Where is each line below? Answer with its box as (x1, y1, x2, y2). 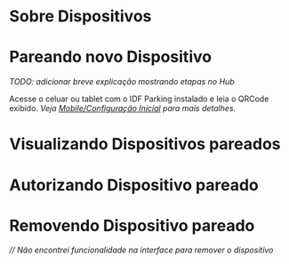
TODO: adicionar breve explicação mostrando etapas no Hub (9, 76, 235, 87)
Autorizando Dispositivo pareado (9, 175, 260, 195)
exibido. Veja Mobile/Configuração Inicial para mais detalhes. (9, 103, 237, 114)
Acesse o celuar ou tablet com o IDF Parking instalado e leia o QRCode (9, 93, 269, 104)
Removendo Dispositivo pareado (9, 215, 255, 236)
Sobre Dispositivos (9, 6, 152, 27)
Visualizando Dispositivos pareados (9, 134, 282, 155)
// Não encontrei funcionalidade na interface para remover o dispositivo (9, 244, 274, 255)
